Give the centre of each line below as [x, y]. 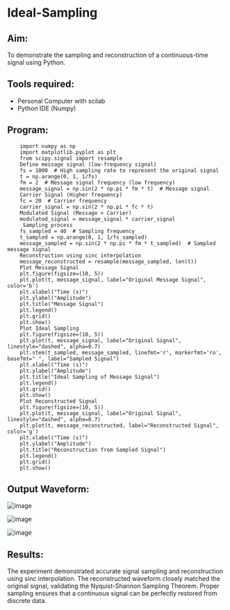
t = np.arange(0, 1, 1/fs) [59, 176]
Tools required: [41, 84]
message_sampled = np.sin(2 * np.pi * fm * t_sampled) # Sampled [118, 243]
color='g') [23, 432]
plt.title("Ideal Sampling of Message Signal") [90, 377]
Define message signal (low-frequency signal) [88, 164]
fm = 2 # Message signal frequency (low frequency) [98, 183]
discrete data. [27, 601]
